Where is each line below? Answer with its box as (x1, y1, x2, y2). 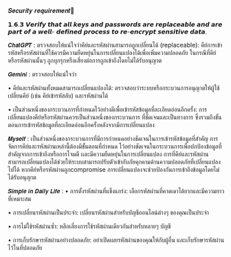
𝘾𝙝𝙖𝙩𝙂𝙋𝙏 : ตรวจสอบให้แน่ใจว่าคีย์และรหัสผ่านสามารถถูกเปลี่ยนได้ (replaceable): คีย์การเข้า (8, 41, 223, 49)
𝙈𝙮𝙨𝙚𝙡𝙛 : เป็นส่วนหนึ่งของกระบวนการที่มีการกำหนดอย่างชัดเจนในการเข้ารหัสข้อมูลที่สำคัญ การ (8, 135, 219, 142)
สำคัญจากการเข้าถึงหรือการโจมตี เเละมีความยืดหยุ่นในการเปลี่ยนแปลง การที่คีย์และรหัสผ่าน (8, 150, 209, 158)
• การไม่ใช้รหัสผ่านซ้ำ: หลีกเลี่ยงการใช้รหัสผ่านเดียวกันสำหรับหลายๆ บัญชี (8, 222, 171, 230)
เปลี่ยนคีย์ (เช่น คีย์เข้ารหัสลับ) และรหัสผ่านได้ (8, 91, 109, 100)
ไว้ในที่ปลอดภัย (8, 244, 43, 252)
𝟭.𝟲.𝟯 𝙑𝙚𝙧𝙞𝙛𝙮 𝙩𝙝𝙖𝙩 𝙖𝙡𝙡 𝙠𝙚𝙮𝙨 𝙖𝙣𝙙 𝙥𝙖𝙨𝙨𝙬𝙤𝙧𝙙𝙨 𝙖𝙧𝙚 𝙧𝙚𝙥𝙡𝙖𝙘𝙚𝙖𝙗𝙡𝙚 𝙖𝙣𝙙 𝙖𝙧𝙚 (8, 21, 223, 28)
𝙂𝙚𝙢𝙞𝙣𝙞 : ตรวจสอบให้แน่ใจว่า (8, 70, 77, 78)
